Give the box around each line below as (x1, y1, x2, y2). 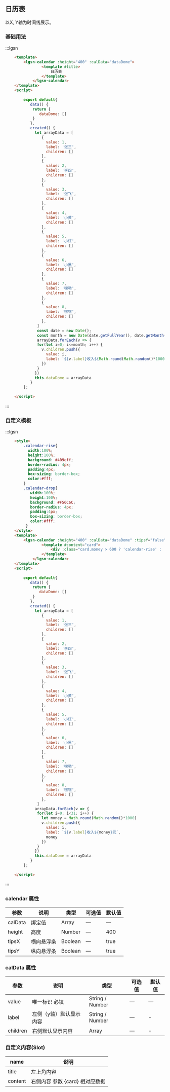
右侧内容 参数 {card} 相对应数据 (31, 1078, 106, 1085)
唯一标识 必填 (32, 998, 64, 1005)
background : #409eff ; (27, 457, 73, 462)
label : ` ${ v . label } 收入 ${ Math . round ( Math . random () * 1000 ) (46, 356, 167, 361)
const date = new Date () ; (37, 328, 92, 333)
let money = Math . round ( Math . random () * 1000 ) (41, 816, 137, 821)
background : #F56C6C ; (30, 500, 76, 505)
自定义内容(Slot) (5, 1044, 46, 1051)
